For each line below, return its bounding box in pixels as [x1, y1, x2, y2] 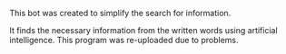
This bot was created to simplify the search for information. [9, 8, 232, 18]
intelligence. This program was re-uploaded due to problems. [9, 35, 239, 45]
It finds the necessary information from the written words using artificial [9, 25, 279, 35]
